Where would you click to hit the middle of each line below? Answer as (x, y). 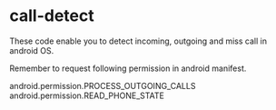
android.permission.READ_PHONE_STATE (87, 95)
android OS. (32, 50)
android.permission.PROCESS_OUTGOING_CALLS (103, 85)
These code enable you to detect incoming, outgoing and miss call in (138, 41)
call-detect (52, 16)
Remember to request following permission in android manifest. (128, 68)
